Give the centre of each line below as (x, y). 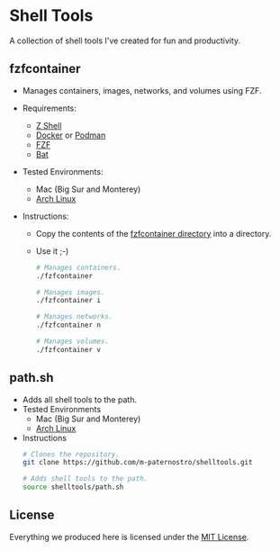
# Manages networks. (74, 317)
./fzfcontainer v (68, 349)
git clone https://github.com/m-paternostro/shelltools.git (137, 463)
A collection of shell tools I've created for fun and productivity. (125, 41)
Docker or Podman (71, 135)
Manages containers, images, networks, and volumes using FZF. (142, 90)
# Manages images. (70, 292)
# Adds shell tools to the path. (85, 479)
